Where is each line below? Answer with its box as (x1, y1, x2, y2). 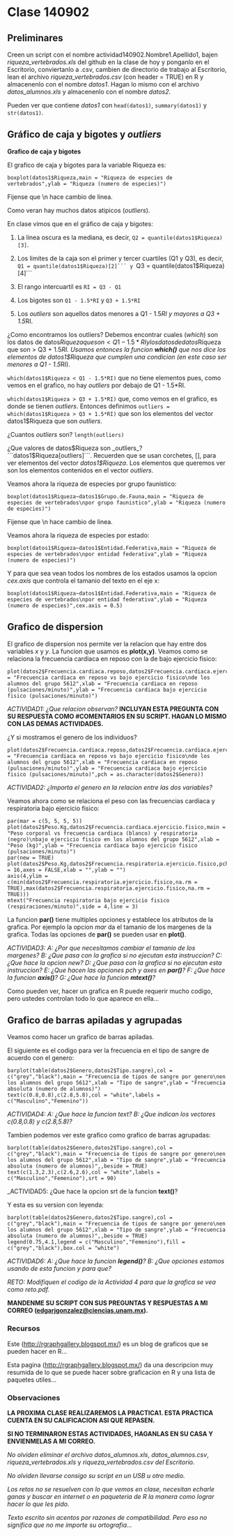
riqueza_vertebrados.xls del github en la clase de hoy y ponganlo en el (7, 58, 210, 66)
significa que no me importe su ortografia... (7, 1521, 132, 1529)
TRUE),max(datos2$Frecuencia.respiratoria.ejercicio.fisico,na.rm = (7, 884, 210, 892)
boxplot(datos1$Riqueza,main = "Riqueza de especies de (7, 174, 173, 181)
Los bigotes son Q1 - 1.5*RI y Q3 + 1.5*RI (17, 296, 141, 304)
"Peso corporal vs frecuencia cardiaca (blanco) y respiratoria (7, 830, 198, 837)
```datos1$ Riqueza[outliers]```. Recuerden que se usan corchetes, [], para (7, 451, 217, 459)
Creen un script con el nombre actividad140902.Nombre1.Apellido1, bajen (7, 50, 218, 59)
